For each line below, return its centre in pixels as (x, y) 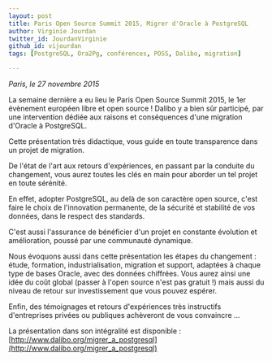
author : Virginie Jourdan (52, 31)
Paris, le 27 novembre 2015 (54, 84)
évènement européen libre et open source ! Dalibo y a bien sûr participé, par (136, 108)
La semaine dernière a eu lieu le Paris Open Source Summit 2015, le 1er (127, 100)
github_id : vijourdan (45, 46)
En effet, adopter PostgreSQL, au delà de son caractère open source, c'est (133, 199)
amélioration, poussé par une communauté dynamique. (101, 240)
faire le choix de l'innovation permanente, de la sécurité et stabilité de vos (132, 207)
